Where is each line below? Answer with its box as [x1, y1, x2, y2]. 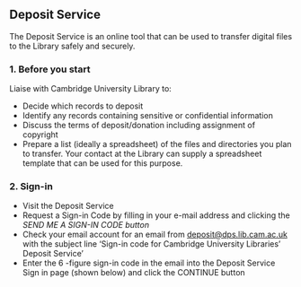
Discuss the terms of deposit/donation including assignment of [22, 120, 256, 131]
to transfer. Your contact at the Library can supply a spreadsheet [22, 148, 262, 160]
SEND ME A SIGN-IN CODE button [22, 220, 150, 230]
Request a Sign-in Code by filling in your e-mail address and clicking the [22, 210, 290, 221]
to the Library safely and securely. [9, 40, 136, 51]
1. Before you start [9, 63, 91, 75]
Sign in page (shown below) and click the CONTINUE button [22, 267, 245, 278]
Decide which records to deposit [22, 100, 144, 111]
